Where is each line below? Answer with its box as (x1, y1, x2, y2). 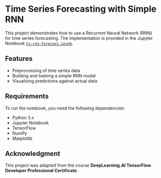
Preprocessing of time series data (12, 67, 80, 73)
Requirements (5, 92, 49, 101)
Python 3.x (12, 114, 34, 120)
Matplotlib (12, 135, 33, 141)
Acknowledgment (5, 149, 60, 157)
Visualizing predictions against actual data (12, 78, 98, 84)
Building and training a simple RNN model (12, 72, 96, 79)
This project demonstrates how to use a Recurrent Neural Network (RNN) (5, 30, 152, 36)
